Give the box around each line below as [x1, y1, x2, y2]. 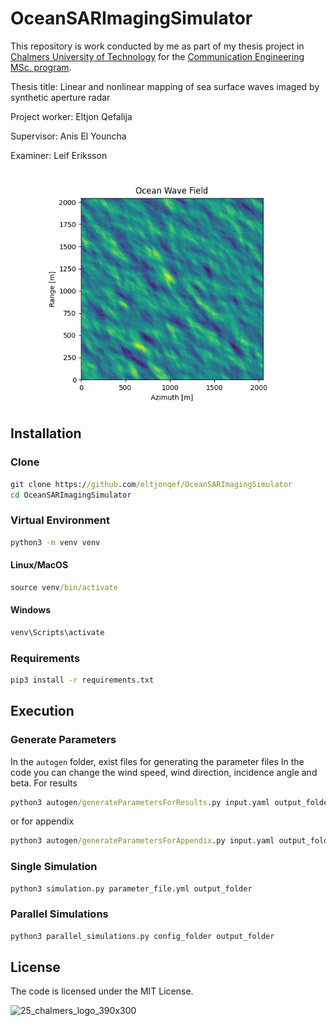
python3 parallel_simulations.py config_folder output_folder [10, 931, 275, 941]
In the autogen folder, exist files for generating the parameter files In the [10, 755, 305, 767]
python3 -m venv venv [10, 537, 101, 547]
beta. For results [10, 777, 78, 789]
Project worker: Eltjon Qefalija [10, 110, 133, 122]
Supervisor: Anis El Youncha [10, 130, 127, 142]
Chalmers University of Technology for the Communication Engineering [10, 50, 305, 62]
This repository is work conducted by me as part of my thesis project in [10, 40, 305, 52]
